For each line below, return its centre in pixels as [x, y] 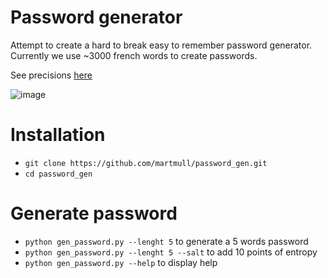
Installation [58, 135]
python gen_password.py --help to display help [121, 262]
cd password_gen [58, 174]
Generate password [94, 213]
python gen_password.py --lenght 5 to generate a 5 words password [166, 241]
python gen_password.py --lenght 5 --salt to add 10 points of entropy [171, 252]
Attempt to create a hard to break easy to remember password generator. [161, 45]
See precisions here [51, 75]
